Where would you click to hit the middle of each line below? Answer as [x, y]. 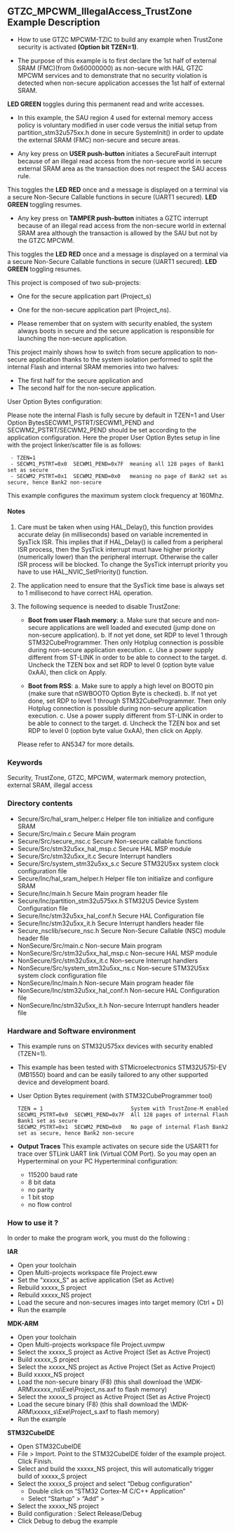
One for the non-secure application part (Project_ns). [94, 310]
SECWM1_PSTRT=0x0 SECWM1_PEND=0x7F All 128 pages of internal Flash [123, 1115]
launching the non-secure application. [72, 338]
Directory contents [40, 803]
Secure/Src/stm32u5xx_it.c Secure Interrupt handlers [95, 856]
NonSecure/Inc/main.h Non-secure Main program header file [106, 983]
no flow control [50, 1204]
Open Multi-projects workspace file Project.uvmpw [91, 1345]
